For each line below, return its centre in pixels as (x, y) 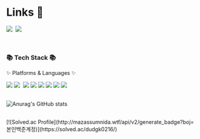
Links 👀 (25, 12)
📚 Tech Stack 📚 (31, 57)
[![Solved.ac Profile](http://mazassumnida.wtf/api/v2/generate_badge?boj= (100, 122)
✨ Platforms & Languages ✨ (41, 73)
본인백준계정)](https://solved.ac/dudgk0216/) (62, 129)
